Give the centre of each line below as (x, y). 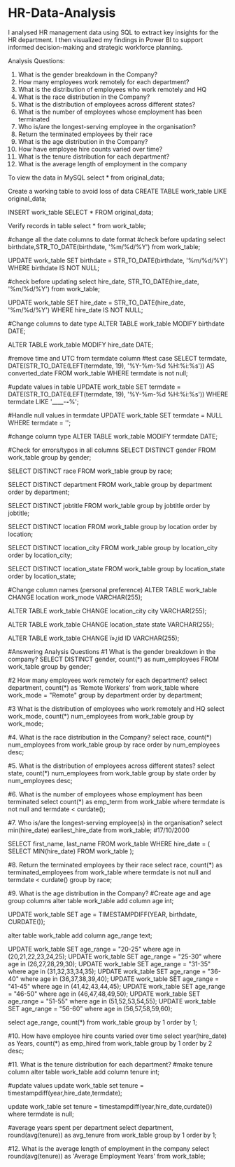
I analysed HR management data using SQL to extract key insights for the (113, 32)
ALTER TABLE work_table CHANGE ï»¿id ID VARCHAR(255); (94, 638)
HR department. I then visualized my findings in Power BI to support (106, 39)
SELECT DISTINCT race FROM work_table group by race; (91, 471)
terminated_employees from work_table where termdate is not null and (109, 872)
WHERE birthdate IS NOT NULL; (54, 267)
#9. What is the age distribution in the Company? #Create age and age (109, 893)
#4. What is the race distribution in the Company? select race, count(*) (110, 737)
